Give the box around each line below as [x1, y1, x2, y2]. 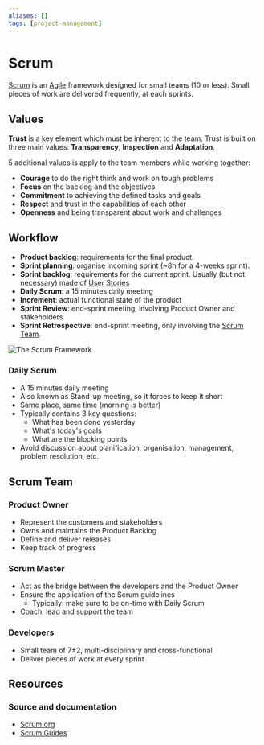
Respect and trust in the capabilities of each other [19, 199, 187, 209]
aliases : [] [8, 11, 48, 20]
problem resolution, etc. [19, 451, 100, 461]
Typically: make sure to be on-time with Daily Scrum [31, 599, 205, 608]
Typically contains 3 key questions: [19, 409, 136, 418]
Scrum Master [8, 562, 66, 574]
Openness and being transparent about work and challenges [19, 208, 222, 217]
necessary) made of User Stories [19, 278, 130, 288]
